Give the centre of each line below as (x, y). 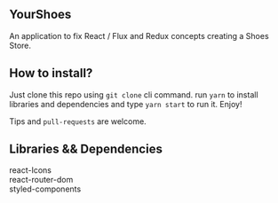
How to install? (51, 73)
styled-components (45, 189)
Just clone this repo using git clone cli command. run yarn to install (134, 94)
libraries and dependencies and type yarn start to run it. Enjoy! (126, 104)
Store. (20, 45)
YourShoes (40, 15)
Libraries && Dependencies (86, 149)
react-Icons (30, 170)
